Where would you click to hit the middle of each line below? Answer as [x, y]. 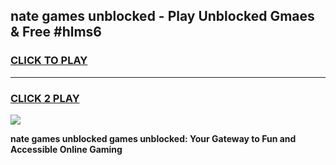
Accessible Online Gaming [66, 149]
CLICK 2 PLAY [45, 98]
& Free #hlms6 [56, 32]
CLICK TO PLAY [49, 61]
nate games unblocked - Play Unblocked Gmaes [162, 16]
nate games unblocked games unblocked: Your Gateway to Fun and [153, 138]
